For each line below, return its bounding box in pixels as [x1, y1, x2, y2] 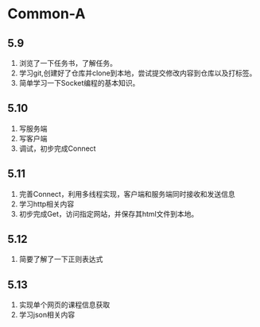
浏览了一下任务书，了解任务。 [18, 59, 117, 67]
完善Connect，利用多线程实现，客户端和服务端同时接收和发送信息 [18, 189, 235, 198]
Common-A [7, 5, 86, 23]
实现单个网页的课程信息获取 [18, 300, 111, 310]
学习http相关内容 [18, 199, 75, 209]
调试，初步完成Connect [18, 144, 96, 153]
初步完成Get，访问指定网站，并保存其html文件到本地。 [18, 209, 199, 218]
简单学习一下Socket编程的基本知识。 [18, 79, 140, 87]
